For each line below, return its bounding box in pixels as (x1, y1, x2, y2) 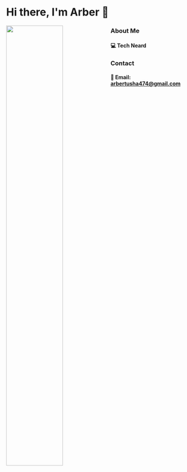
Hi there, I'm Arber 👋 (6, 5, 109, 19)
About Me (110, 27, 140, 35)
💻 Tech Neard (110, 42, 147, 49)
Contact (110, 59, 135, 67)
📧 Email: (110, 74, 131, 81)
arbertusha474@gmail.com (110, 80, 181, 87)
